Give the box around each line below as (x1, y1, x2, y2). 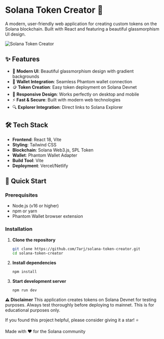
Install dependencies (12, 260, 57, 266)
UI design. (5, 31, 26, 37)
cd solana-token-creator (12, 251, 64, 256)
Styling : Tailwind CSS (12, 141, 57, 147)
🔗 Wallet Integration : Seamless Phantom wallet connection (12, 78, 132, 84)
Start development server (12, 278, 66, 284)
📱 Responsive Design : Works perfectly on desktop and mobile (12, 91, 139, 97)
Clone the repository (12, 237, 56, 243)
